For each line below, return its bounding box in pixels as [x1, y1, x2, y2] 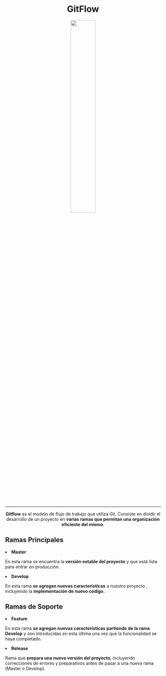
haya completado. [5, 635, 42, 641]
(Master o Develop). [5, 665, 46, 671]
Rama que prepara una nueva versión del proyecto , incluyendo [5, 655, 135, 661]
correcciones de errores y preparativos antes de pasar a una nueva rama [5, 660, 154, 666]
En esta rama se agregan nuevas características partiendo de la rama [5, 625, 150, 631]
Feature [11, 616, 28, 622]
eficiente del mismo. [61, 521, 105, 527]
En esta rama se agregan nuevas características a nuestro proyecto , [5, 583, 148, 589]
